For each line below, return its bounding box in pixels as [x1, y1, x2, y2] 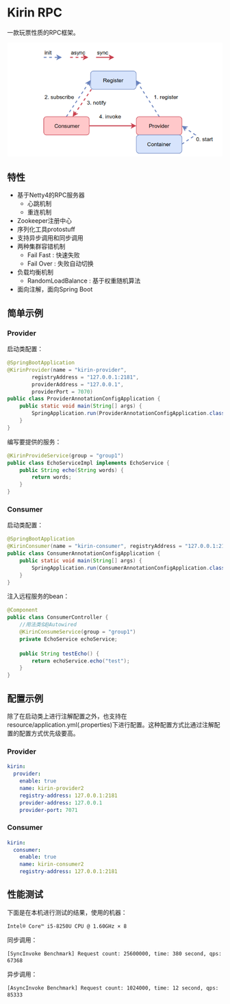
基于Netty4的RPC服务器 [16, 191, 86, 200]
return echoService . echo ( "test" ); [31, 657, 130, 665]
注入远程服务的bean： [7, 592, 70, 601]
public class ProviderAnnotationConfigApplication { [7, 396, 161, 403]
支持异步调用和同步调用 [16, 234, 84, 242]
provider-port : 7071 [19, 806, 78, 813]
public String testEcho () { [19, 650, 99, 657]
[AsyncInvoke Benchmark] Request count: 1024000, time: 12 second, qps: [7, 984, 219, 992]
